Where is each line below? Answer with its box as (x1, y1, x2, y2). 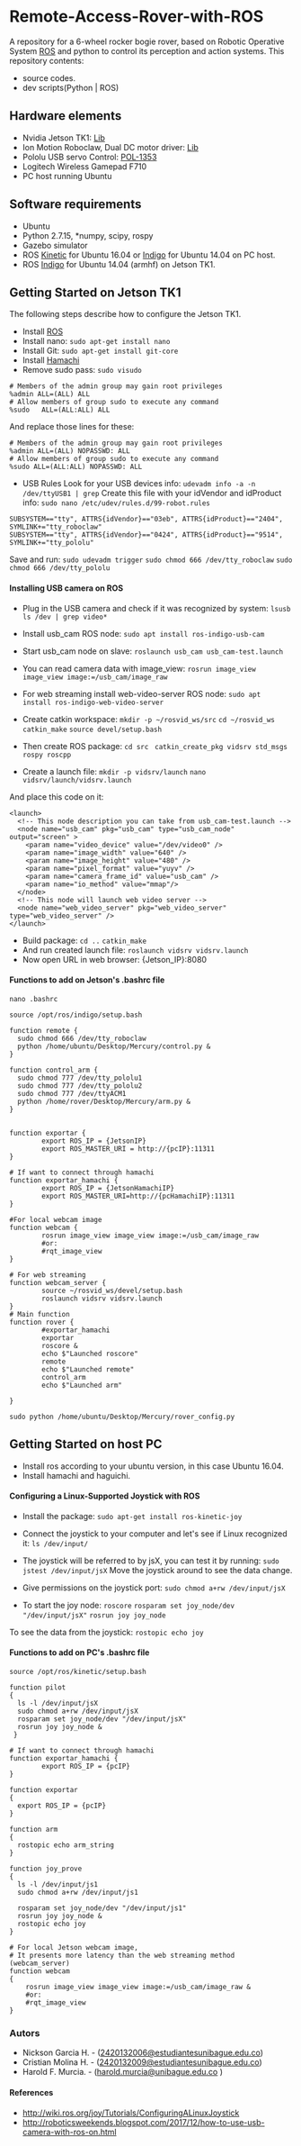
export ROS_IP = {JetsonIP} (41, 1136, 146, 1145)
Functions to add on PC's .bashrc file (9, 1647, 150, 1658)
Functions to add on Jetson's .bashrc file (9, 974, 165, 985)
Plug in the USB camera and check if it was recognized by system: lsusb (22, 602, 291, 613)
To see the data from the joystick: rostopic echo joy (9, 1626, 204, 1637)
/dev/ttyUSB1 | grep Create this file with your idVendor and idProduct (22, 488, 282, 499)
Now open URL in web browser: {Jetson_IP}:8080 (22, 954, 208, 964)
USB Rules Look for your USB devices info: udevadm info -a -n (22, 478, 256, 489)
